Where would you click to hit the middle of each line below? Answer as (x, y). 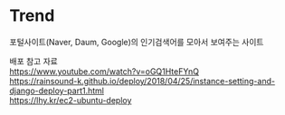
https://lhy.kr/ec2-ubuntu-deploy (71, 100)
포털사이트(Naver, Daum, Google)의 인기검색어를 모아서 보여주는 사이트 (137, 42)
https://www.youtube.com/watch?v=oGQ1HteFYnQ (104, 71)
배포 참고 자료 (34, 61)
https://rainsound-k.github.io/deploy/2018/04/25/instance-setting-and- (142, 81)
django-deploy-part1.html (57, 91)
